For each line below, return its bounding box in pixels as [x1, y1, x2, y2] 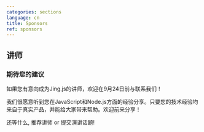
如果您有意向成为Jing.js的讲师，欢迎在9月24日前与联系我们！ [6, 85, 163, 92]
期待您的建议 [6, 70, 45, 78]
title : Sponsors [6, 20, 48, 26]
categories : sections [6, 9, 62, 15]
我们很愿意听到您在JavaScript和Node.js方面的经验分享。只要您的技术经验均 [6, 98, 198, 105]
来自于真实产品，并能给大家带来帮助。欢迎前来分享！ [6, 105, 141, 113]
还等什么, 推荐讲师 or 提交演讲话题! [6, 119, 95, 126]
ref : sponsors [6, 26, 43, 32]
